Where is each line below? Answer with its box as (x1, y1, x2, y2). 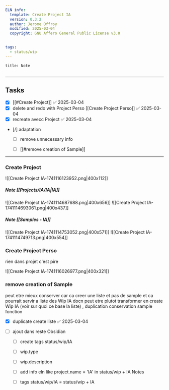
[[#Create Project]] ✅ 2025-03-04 (12, 99, 84, 105)
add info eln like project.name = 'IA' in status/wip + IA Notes (20, 369, 144, 375)
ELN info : (5, 7, 26, 13)
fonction (5, 308, 23, 314)
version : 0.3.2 (10, 17, 42, 22)
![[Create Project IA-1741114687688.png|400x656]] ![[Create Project (5, 200, 146, 206)
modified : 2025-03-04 (10, 26, 55, 31)
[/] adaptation (12, 126, 41, 132)
